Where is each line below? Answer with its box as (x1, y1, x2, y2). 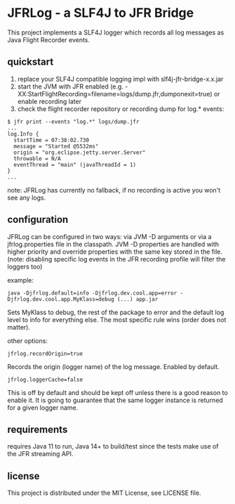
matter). (7, 323, 30, 331)
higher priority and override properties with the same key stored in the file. (7, 247, 223, 256)
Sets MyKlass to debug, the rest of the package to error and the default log (7, 308, 224, 316)
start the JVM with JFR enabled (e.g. (17, 82, 124, 91)
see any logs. (7, 193, 46, 202)
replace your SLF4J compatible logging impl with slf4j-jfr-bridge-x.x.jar (17, 75, 224, 83)
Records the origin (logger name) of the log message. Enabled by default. (7, 362, 220, 370)
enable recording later (17, 97, 82, 105)
